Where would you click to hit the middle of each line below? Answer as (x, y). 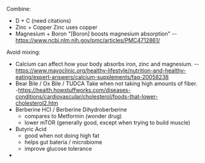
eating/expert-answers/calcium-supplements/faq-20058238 (92, 77)
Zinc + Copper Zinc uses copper (56, 27)
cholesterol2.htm (37, 103)
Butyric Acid (31, 129)
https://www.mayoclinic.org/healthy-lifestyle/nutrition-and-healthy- (100, 70)
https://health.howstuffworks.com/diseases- (74, 90)
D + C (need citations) (43, 21)
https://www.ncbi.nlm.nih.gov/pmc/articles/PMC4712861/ (87, 40)
